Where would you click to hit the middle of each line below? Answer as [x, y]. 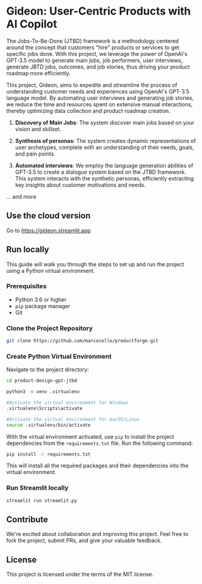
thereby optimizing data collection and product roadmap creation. [89, 111]
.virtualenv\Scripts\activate [45, 408]
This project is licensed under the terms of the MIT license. [80, 574]
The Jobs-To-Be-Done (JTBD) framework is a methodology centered [93, 41]
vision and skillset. [38, 129]
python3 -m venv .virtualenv [43, 392]
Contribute [27, 520]
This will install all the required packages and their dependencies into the [98, 465]
